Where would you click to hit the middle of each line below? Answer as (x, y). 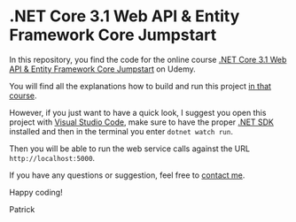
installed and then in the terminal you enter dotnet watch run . (121, 131)
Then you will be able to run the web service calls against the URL (130, 149)
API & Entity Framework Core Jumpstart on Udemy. (103, 69)
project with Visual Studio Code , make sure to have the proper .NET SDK (142, 122)
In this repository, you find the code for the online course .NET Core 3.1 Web (148, 59)
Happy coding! (36, 192)
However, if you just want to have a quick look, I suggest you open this (138, 112)
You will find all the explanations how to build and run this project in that (140, 86)
